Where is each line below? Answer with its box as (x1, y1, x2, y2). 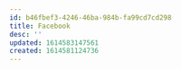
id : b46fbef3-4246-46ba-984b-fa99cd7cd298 (9, 13, 172, 22)
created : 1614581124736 (9, 47, 100, 56)
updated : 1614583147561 (9, 38, 100, 47)
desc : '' (9, 30, 43, 39)
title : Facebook (9, 22, 71, 30)
